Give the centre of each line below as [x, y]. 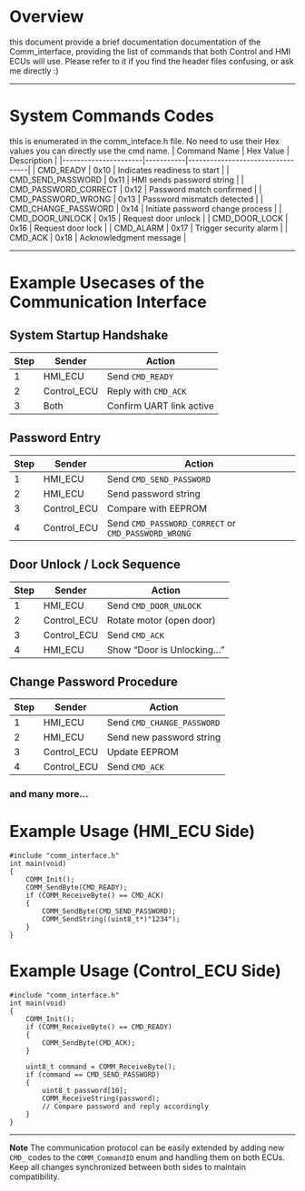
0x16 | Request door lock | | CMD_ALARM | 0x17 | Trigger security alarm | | [149, 228]
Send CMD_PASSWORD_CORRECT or [172, 523]
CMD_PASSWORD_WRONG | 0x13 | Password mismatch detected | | [136, 199]
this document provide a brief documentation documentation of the [135, 42]
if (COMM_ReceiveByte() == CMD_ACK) [95, 896]
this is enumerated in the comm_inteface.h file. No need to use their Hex [144, 141]
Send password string [154, 494]
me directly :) [34, 71]
